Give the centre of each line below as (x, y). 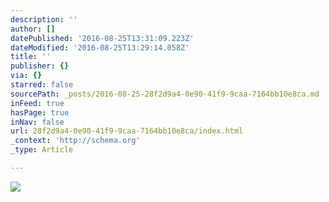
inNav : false (37, 122)
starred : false (42, 85)
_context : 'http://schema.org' (75, 141)
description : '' (44, 19)
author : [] (33, 29)
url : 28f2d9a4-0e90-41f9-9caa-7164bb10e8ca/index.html (127, 131)
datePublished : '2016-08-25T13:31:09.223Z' (102, 38)
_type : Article (42, 150)
